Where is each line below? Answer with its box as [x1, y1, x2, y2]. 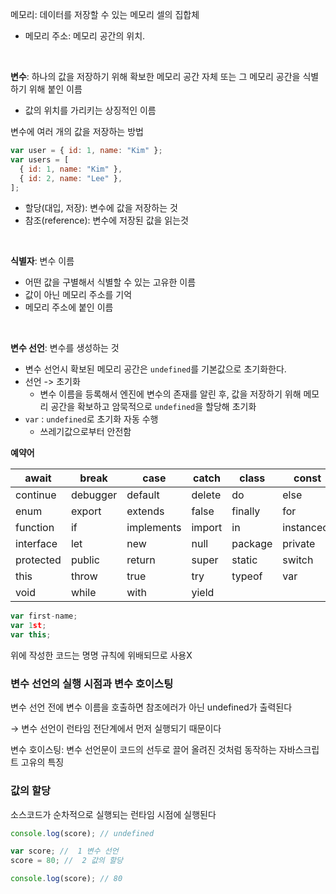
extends [126, 504, 165, 518]
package [231, 537, 273, 551]
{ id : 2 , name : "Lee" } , [19, 173, 123, 183]
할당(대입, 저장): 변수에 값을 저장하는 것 [24, 202, 178, 214]
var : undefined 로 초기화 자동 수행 [24, 413, 159, 425]
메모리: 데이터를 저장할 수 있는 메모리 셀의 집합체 [10, 9, 200, 20]
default [126, 488, 160, 502]
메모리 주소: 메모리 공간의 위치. [24, 30, 146, 42]
